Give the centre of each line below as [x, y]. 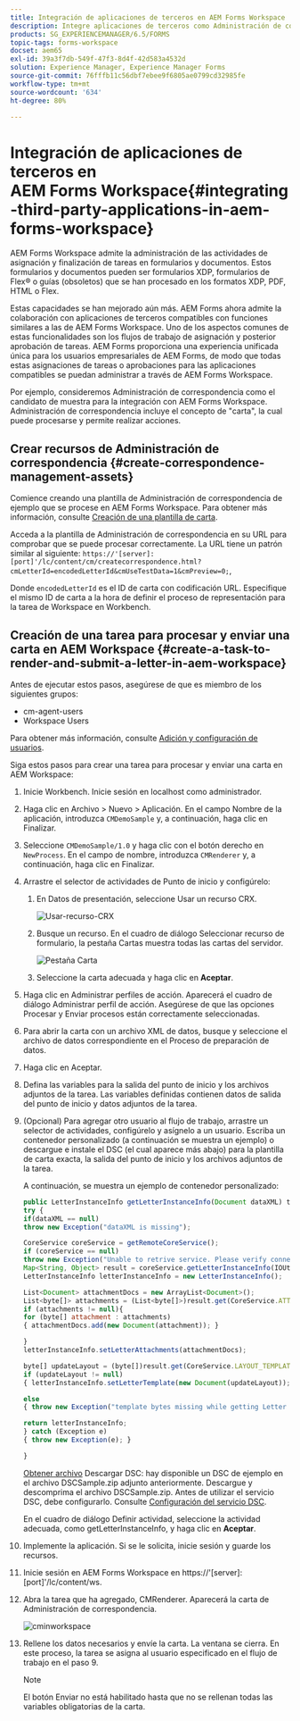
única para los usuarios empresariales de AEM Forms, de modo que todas [146, 356]
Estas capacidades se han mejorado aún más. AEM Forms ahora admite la [146, 308]
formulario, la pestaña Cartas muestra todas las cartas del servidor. [160, 942]
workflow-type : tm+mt [50, 84]
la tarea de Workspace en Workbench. [81, 607]
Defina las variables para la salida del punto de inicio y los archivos [146, 1084]
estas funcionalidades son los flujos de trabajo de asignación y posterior [143, 337]
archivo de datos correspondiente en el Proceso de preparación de [146, 1040]
